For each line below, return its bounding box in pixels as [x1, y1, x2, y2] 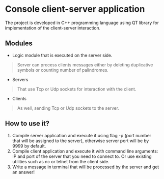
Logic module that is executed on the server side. [12, 52, 112, 58]
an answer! [12, 169, 35, 175]
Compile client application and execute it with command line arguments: [12, 148, 158, 154]
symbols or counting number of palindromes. [17, 67, 109, 73]
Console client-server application [5, 3, 145, 15]
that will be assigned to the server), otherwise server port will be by [12, 138, 149, 144]
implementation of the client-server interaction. [5, 25, 101, 30]
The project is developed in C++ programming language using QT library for [5, 20, 159, 26]
